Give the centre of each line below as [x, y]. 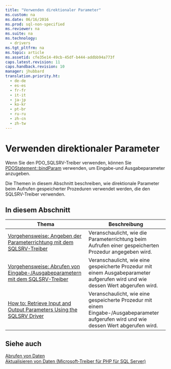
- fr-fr [18, 90]
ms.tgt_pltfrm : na [25, 48]
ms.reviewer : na [22, 29]
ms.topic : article [25, 52]
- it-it [18, 95]
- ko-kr [18, 105]
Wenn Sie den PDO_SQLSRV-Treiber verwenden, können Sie [68, 163]
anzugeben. [18, 173]
